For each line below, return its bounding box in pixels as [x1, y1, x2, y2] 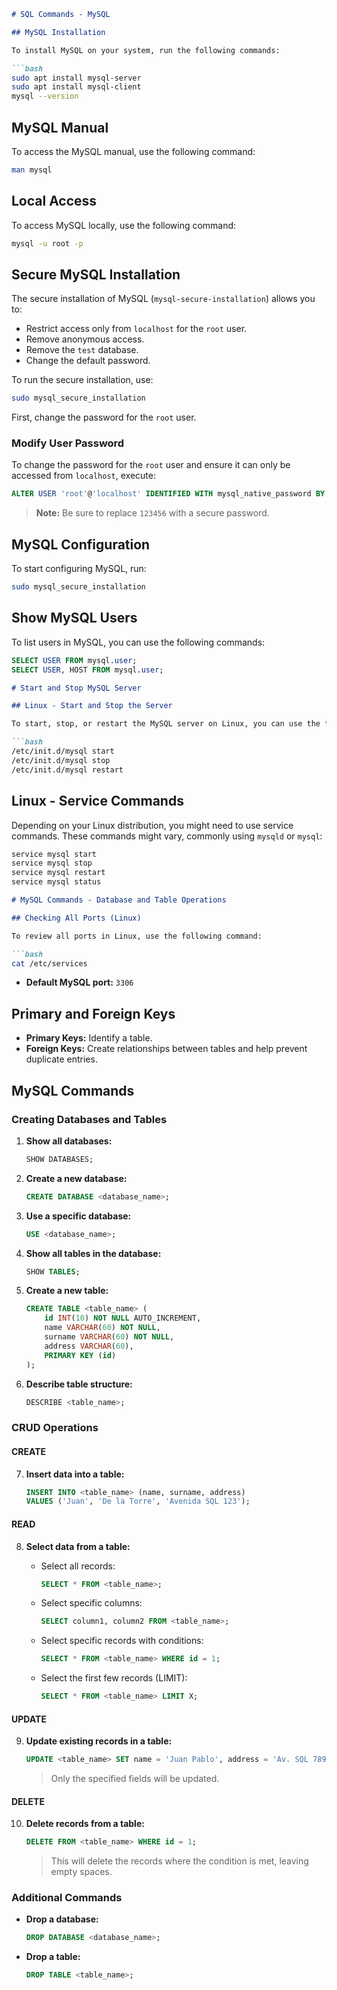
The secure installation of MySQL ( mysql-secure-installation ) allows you [11, 293, 316, 305]
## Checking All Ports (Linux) [11, 913, 142, 923]
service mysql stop [11, 858, 93, 869]
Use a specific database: [25, 1210, 132, 1222]
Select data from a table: [25, 1540, 131, 1552]
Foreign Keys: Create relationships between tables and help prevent [25, 1043, 308, 1055]
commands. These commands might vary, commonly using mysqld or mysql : [11, 830, 323, 842]
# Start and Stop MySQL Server [11, 683, 142, 693]
